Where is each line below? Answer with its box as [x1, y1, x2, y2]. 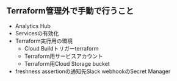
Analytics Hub [15, 22, 51, 29]
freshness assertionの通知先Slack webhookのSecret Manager [15, 68, 171, 75]
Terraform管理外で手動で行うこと [6, 5, 134, 16]
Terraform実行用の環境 [15, 37, 73, 44]
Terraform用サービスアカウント [24, 52, 104, 60]
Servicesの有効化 [15, 29, 59, 37]
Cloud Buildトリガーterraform [24, 44, 99, 52]
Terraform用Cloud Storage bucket [24, 60, 110, 67]
